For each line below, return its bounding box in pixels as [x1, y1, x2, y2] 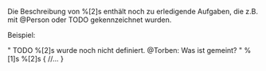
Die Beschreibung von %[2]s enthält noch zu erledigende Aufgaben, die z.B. [7, 7, 258, 16]
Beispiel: [7, 31, 36, 39]
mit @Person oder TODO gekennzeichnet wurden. [7, 15, 172, 24]
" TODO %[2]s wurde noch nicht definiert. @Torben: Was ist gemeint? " [7, 46, 243, 54]
